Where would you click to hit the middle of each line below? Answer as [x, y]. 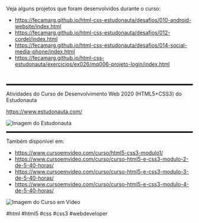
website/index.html [38, 26]
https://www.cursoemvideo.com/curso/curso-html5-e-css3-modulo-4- [102, 184]
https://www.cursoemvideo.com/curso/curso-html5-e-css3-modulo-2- [102, 159]
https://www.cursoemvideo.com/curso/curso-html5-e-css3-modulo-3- [102, 172]
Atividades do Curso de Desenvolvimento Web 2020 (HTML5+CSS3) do [94, 94]
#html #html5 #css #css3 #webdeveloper [57, 214]
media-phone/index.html [45, 52]
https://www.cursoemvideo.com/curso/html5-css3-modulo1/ [89, 153]
